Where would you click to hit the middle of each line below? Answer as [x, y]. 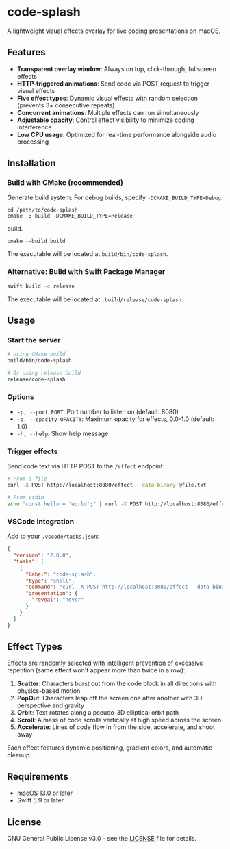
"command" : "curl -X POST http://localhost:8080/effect [106, 587]
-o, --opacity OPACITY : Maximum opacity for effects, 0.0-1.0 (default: [115, 419]
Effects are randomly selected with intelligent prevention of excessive [105, 663]
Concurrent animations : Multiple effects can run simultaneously [108, 112]
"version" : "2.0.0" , [42, 555]
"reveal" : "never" [58, 600]
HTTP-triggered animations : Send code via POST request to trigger [113, 84]
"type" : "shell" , [50, 581]
